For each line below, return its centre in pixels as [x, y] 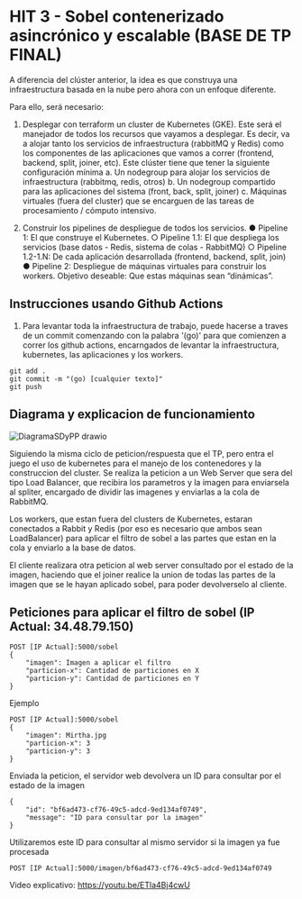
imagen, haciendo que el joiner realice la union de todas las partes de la [143, 575]
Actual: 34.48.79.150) [72, 627]
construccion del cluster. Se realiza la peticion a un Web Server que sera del [151, 472]
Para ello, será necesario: [56, 106]
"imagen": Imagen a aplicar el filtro [98, 663]
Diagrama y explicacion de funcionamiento [132, 415]
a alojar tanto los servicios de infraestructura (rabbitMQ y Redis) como [153, 143]
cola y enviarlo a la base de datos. [73, 548]
